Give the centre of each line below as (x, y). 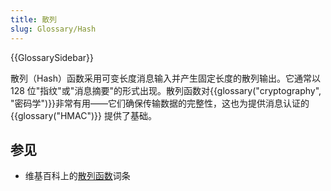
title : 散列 (33, 19)
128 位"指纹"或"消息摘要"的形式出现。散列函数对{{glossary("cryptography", (166, 90)
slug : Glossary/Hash (53, 29)
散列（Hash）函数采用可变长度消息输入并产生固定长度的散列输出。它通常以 (165, 78)
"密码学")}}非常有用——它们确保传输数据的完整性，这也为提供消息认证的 (160, 103)
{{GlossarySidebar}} (52, 57)
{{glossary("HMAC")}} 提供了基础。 (83, 115)
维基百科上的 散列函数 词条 (77, 176)
